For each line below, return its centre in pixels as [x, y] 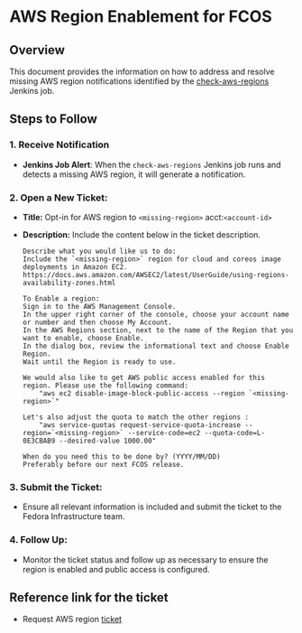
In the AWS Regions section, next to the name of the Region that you [158, 330]
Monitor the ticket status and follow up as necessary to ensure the [145, 559]
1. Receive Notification [59, 144]
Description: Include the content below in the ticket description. [142, 234]
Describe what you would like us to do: [99, 251]
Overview [37, 50]
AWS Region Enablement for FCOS [141, 17]
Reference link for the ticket [89, 597]
